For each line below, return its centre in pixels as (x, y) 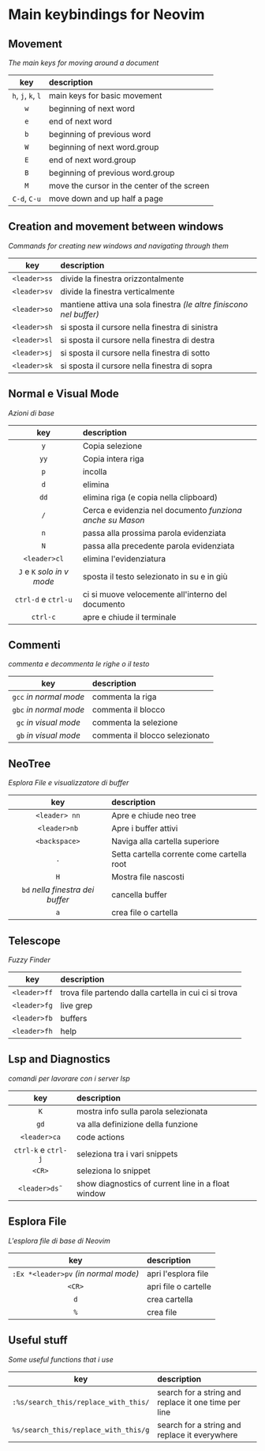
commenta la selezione (135, 723)
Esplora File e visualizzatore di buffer (69, 783)
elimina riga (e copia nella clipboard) (150, 497)
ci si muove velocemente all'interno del (155, 594)
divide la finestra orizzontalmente (122, 279)
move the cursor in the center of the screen (129, 186)
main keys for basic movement (105, 95)
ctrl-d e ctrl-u (43, 599)
